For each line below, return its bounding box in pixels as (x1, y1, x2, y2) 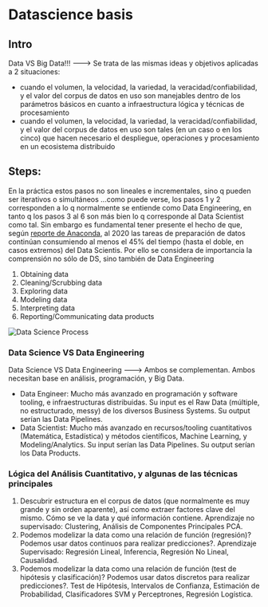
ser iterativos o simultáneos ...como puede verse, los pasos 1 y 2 (8, 194, 221, 204)
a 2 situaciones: (8, 67, 61, 77)
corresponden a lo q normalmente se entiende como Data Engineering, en (8, 203, 252, 212)
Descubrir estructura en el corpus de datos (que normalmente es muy (19, 496, 250, 506)
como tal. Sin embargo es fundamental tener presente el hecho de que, (8, 219, 243, 229)
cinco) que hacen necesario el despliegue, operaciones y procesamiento (19, 133, 260, 143)
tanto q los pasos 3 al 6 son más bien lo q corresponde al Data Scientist (8, 211, 244, 221)
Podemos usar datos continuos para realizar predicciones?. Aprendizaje (19, 538, 257, 548)
